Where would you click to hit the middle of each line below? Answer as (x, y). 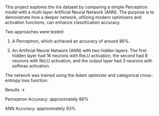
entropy (13, 80)
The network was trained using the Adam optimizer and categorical (72, 75)
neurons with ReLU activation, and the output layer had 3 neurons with (82, 61)
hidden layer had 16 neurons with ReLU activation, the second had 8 (80, 56)
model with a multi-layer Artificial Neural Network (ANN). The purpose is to (80, 12)
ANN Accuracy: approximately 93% (40, 109)
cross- (146, 75)
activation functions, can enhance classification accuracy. (63, 22)
